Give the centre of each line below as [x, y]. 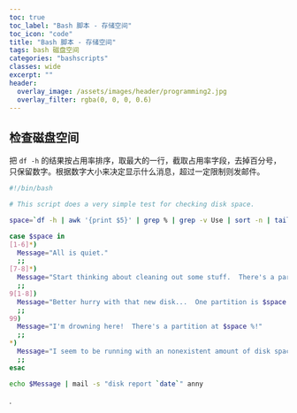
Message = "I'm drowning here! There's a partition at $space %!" [140, 327]
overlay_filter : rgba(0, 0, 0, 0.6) [84, 99]
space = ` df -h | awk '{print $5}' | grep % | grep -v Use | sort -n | [140, 220]
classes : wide [35, 67]
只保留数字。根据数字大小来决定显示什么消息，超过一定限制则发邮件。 [137, 172]
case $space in [37, 236]
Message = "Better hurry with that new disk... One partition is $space [152, 302]
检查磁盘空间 [44, 138]
